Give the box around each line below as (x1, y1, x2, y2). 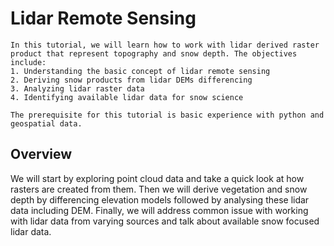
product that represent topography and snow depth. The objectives (10, 48, 298, 59)
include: (10, 57, 47, 67)
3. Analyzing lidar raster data (10, 83, 145, 94)
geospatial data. (10, 118, 83, 129)
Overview (10, 146, 73, 163)
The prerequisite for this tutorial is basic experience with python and (10, 110, 325, 120)
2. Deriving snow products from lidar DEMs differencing (10, 75, 253, 85)
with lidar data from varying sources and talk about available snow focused (10, 215, 320, 227)
